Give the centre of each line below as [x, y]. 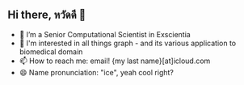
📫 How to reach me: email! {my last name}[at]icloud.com [115, 61]
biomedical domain [51, 51]
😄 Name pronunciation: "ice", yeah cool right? [97, 72]
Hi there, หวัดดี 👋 [47, 15]
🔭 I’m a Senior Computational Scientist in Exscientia [105, 34]
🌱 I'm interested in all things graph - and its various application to [128, 43]
